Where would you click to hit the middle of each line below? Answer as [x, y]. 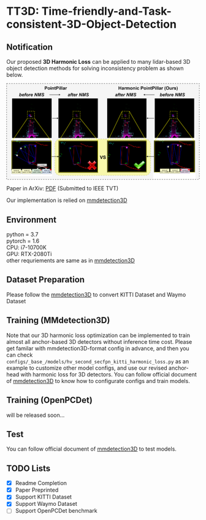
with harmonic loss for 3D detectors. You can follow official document [109, 374]
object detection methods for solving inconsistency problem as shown [95, 68]
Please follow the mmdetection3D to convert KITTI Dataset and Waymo [96, 294]
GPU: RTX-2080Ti [29, 254]
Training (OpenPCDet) [50, 400]
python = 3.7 [22, 235]
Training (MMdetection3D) [58, 320]
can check [20, 355]
